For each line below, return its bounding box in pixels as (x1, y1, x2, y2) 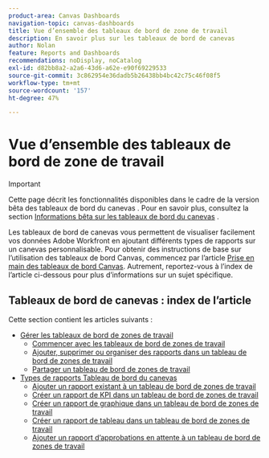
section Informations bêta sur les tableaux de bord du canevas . (8, 212, 219, 222)
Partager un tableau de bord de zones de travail (31, 365, 190, 374)
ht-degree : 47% (8, 94, 59, 102)
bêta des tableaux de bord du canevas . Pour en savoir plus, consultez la (8, 203, 249, 213)
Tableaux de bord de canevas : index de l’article (8, 293, 251, 307)
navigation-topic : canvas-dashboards (8, 19, 135, 27)
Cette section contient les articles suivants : (8, 315, 153, 324)
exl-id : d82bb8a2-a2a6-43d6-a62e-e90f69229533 (8, 64, 167, 72)
